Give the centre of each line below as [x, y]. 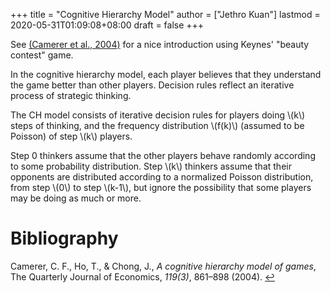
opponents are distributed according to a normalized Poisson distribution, [162, 177]
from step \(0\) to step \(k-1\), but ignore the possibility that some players [161, 187]
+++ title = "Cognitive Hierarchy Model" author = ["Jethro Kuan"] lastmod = [165, 14]
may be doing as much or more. [76, 198]
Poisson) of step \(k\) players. [71, 136]
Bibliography [64, 238]
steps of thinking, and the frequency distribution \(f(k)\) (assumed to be [157, 125]
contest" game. [42, 55]
